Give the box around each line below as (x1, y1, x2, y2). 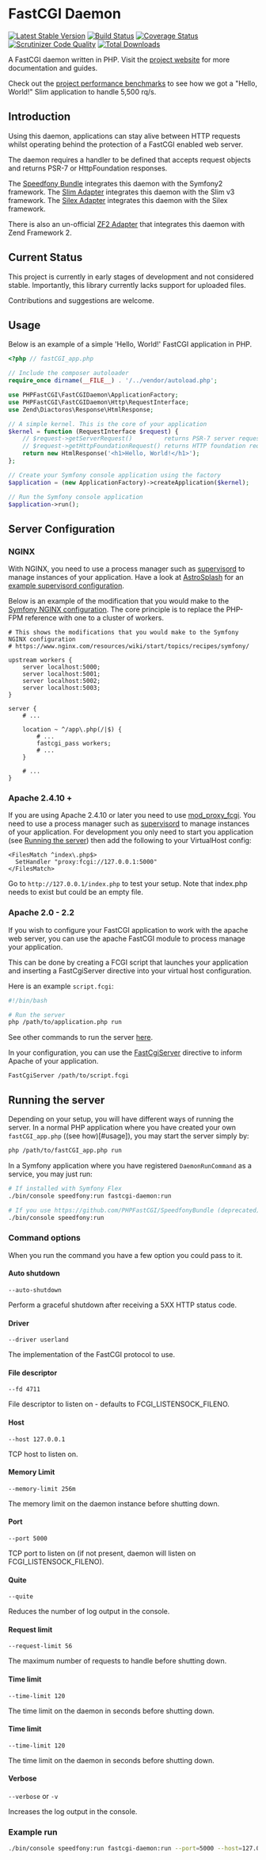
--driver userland (8, 1336, 69, 1344)
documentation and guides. (8, 63, 98, 72)
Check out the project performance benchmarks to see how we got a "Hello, (8, 79, 257, 88)
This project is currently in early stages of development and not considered (8, 271, 254, 282)
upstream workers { (8, 656, 73, 665)
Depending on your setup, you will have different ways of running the (8, 1114, 234, 1124)
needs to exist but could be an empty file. (8, 888, 144, 897)
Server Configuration (8, 522, 116, 535)
